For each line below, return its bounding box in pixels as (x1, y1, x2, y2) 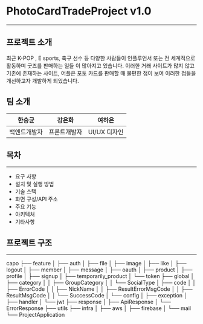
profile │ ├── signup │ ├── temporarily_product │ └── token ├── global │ (6, 273, 195, 280)
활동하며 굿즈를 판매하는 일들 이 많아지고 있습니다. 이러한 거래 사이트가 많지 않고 (6, 62, 195, 69)
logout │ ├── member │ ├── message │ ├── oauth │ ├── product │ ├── (6, 266, 193, 273)
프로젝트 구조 (6, 238, 53, 248)
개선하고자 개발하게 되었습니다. (6, 77, 80, 84)
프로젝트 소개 (6, 37, 53, 48)
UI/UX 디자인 (88, 128, 124, 136)
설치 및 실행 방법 (14, 180, 54, 188)
